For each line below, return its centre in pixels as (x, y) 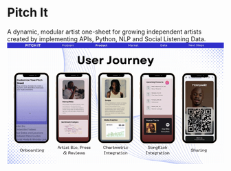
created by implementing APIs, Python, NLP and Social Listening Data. (107, 38)
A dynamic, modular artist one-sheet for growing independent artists (104, 32)
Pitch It (27, 13)
